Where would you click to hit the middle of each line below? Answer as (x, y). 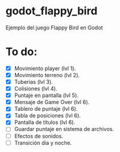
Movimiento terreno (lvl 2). (47, 75)
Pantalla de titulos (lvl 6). (45, 122)
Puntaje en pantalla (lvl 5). (46, 95)
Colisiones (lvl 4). (36, 89)
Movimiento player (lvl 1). (45, 68)
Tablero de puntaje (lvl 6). (46, 109)
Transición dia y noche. (43, 142)
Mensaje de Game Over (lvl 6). (52, 102)
